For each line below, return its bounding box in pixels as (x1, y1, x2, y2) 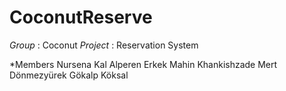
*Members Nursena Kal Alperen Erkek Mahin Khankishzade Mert (9, 58, 278, 70)
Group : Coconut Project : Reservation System (9, 39, 199, 51)
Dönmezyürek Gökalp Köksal (9, 69, 129, 81)
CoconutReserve (9, 6, 153, 29)
